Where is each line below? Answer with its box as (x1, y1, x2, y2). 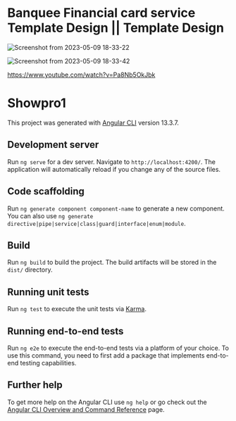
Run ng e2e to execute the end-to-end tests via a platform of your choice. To (7, 344, 230, 352)
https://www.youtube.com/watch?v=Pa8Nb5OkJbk (7, 70, 156, 79)
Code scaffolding (7, 185, 85, 198)
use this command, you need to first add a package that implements (7, 351, 205, 360)
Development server (7, 139, 99, 151)
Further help (7, 379, 63, 391)
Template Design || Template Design (7, 20, 224, 36)
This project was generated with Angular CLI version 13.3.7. (7, 118, 180, 127)
